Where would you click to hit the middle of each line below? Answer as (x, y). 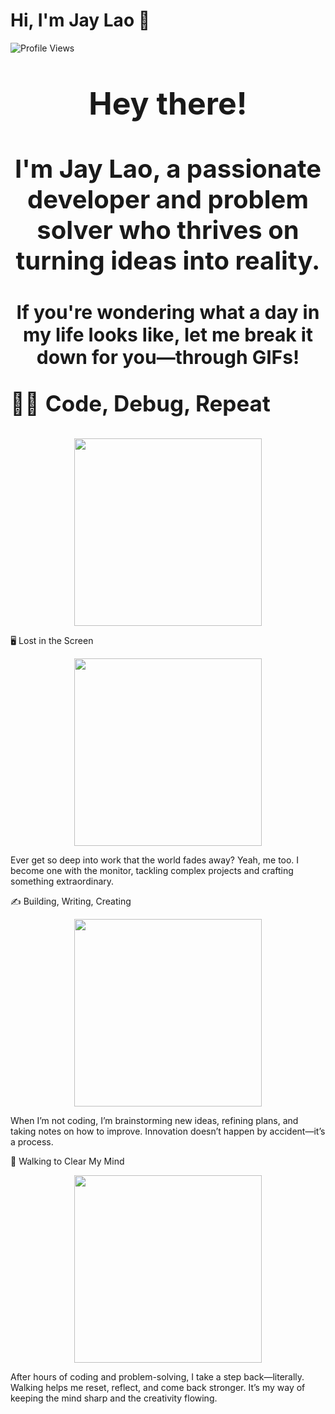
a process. (32, 1141)
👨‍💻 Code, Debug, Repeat (140, 403)
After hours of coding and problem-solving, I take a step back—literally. (157, 1376)
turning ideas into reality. (168, 260)
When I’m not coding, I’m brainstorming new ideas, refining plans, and (154, 1120)
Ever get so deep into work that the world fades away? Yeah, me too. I (155, 860)
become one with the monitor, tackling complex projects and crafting (152, 870)
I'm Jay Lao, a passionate (168, 168)
